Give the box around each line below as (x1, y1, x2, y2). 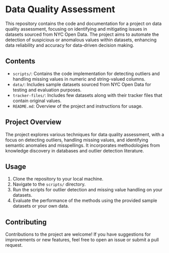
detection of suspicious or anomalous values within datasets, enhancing (5, 37, 157, 43)
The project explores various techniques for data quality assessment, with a (5, 131, 164, 137)
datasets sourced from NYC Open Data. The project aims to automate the (5, 31, 159, 37)
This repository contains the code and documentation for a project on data (5, 20, 162, 27)
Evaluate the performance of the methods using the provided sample (12, 197, 158, 204)
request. (5, 242, 23, 248)
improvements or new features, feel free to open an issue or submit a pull (5, 237, 159, 243)
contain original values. (12, 97, 62, 104)
